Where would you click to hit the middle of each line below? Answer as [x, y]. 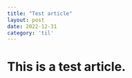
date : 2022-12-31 [32, 26]
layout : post [26, 20]
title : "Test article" [40, 13]
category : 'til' [30, 33]
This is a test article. [67, 67]
